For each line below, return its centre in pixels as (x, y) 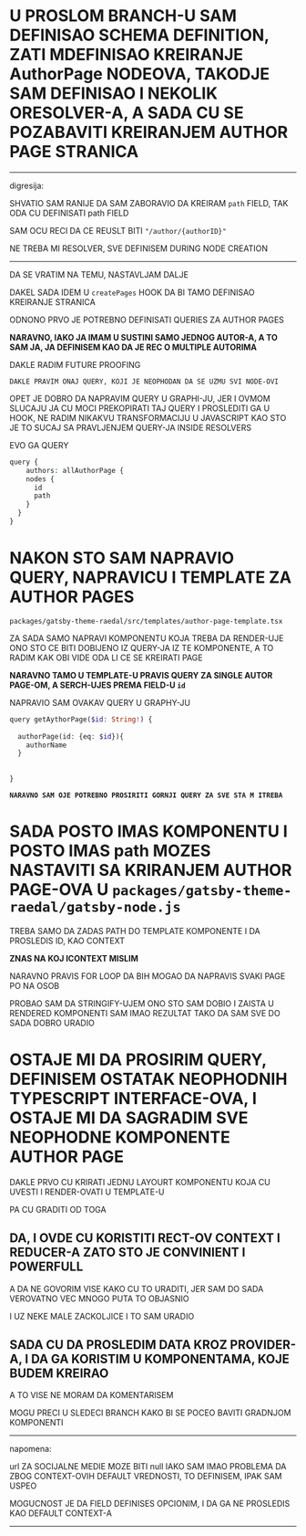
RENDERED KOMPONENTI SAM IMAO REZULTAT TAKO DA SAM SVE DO (145, 1013)
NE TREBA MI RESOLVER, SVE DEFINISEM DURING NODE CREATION (139, 248)
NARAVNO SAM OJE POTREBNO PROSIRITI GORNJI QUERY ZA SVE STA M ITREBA (146, 795)
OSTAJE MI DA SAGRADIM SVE (129, 1118)
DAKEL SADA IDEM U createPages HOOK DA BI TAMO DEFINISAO (132, 292)
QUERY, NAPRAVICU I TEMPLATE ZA (151, 578)
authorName (46, 745)
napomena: (31, 1449)
